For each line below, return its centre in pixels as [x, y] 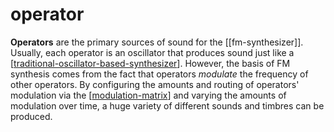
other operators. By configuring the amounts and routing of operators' [155, 84]
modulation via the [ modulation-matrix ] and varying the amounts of [148, 95]
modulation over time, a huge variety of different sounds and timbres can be [167, 105]
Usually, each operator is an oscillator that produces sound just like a [152, 52]
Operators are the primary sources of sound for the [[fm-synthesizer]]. [157, 42]
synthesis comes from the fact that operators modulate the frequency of [159, 74]
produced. [31, 116]
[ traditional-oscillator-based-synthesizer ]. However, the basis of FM [150, 63]
